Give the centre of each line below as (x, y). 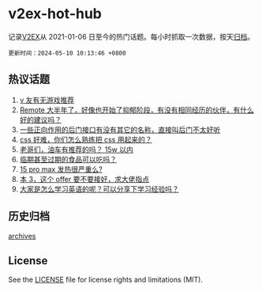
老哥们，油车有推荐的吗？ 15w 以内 (77, 149)
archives (22, 236)
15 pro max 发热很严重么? (61, 169)
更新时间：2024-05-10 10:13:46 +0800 (67, 53)
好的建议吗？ (40, 119)
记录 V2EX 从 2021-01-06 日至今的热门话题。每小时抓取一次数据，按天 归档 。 (131, 36)
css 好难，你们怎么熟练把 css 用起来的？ (86, 139)
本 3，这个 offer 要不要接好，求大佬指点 (84, 179)
